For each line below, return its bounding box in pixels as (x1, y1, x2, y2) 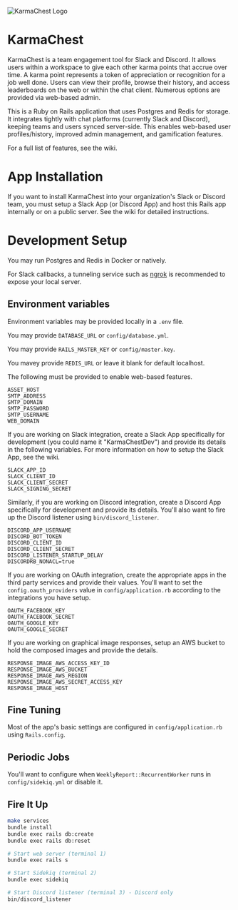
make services (7, 817, 50, 824)
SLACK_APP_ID (7, 466, 46, 474)
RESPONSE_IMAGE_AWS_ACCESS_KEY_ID (7, 659, 110, 667)
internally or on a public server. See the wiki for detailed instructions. (7, 207, 209, 216)
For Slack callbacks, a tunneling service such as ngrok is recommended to (7, 270, 226, 278)
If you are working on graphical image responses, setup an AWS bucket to (7, 638, 226, 647)
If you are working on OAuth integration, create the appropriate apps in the (7, 570, 227, 579)
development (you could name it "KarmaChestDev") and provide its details (7, 438, 227, 446)
